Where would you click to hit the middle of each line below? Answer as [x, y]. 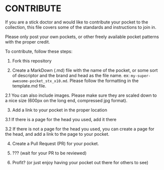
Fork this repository [32, 61]
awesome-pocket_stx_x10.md [40, 81]
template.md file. [29, 85]
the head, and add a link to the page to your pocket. [57, 134]
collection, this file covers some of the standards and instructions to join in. [81, 27]
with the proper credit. [28, 42]
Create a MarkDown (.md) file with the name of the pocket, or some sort [85, 70]
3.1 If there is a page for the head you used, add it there [61, 119]
